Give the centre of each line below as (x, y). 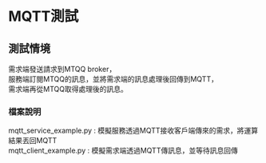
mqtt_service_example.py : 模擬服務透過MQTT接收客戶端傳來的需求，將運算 (133, 131)
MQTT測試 (44, 16)
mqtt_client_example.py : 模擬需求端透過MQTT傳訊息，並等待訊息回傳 (123, 151)
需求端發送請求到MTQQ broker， (62, 69)
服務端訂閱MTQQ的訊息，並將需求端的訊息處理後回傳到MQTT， (113, 79)
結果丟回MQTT (33, 141)
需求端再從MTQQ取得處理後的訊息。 (68, 89)
